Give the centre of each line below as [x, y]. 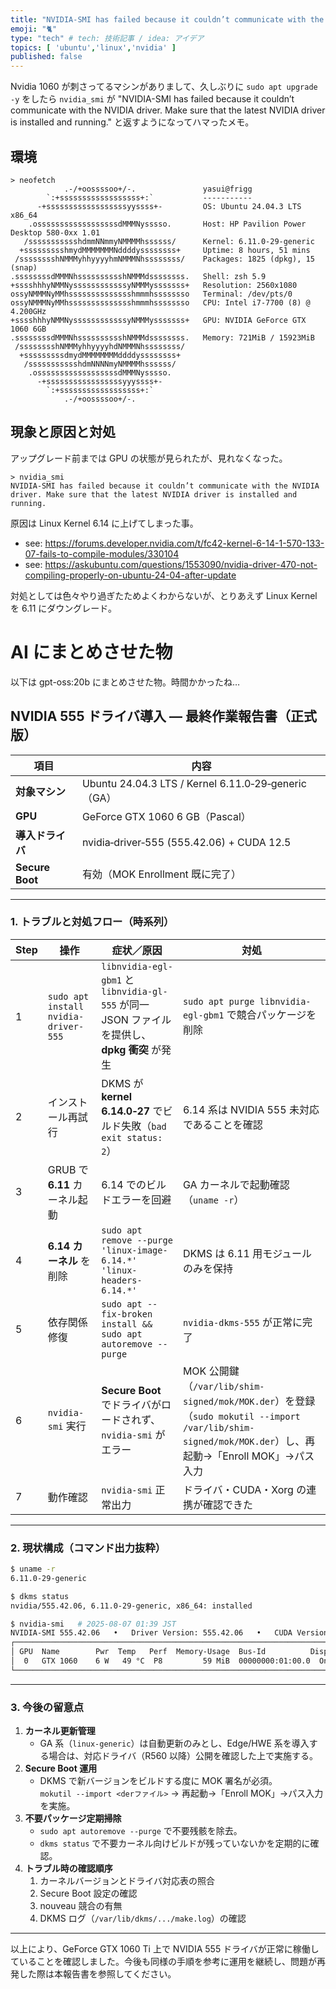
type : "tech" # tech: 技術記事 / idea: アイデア [107, 38]
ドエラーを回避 [136, 1199]
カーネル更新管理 [60, 1731]
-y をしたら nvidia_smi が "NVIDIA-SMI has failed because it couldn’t [152, 99]
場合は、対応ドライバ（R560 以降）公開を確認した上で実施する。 [183, 1756]
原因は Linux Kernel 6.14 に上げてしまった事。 [104, 523]
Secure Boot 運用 [61, 1768]
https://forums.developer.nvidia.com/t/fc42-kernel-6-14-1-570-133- [184, 543]
